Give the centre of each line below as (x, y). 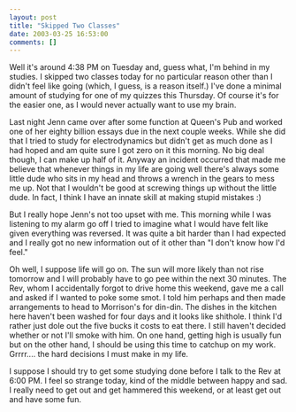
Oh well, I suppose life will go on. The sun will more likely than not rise (137, 269)
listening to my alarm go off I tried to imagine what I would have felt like (139, 224)
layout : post (33, 17)
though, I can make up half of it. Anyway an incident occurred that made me (148, 159)
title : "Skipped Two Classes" (65, 26)
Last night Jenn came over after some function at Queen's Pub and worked (146, 122)
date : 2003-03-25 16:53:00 (59, 34)
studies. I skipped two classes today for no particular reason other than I (141, 77)
